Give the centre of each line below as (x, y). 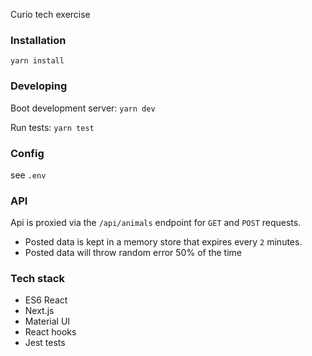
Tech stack (37, 279)
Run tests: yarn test (52, 127)
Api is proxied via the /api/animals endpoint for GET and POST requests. (156, 223)
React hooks (50, 332)
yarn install (37, 61)
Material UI (47, 321)
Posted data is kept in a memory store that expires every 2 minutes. (163, 242)
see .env (28, 175)
